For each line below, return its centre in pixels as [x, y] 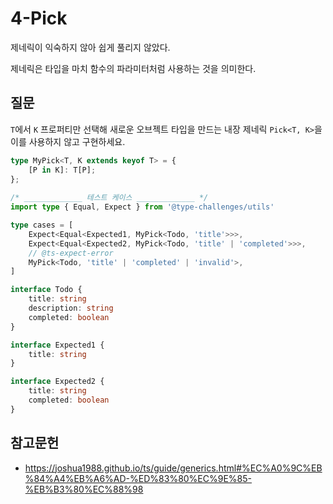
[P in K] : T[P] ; [62, 170]
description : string [71, 308]
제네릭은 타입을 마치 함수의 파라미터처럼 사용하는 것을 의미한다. [133, 68]
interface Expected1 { [57, 345]
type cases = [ [42, 225]
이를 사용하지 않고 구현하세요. [68, 141]
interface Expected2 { [57, 382]
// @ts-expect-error [71, 253]
